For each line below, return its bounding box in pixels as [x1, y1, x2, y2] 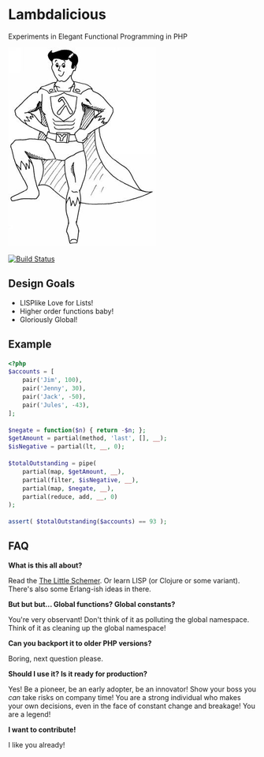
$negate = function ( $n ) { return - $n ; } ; [8, 426, 147, 434]
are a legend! [8, 709, 51, 719]
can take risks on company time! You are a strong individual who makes [8, 692, 242, 702]
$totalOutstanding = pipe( [8, 459, 97, 467]
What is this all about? [8, 560, 83, 570]
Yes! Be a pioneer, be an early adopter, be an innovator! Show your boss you [8, 684, 257, 694]
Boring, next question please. [8, 654, 104, 663]
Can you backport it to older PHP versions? [8, 638, 152, 648]
